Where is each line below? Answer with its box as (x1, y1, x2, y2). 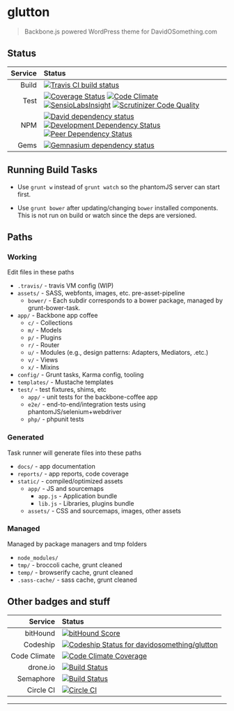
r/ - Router (27, 341, 60, 349)
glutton (7, 4, 50, 20)
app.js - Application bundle (38, 492, 118, 500)
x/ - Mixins (27, 363, 59, 372)
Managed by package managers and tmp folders (7, 539, 148, 548)
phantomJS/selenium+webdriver (27, 408, 122, 416)
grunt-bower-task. (27, 304, 81, 312)
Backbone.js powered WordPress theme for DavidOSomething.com (24, 27, 218, 36)
